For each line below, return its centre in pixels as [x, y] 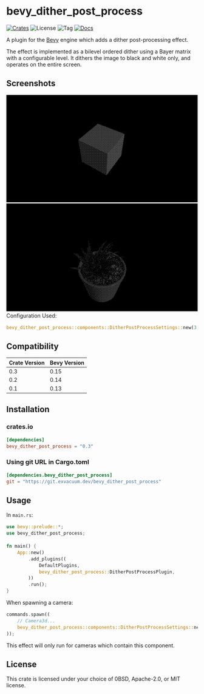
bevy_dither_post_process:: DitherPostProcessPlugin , [107, 572]
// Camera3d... [36, 621]
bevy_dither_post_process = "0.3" [50, 446]
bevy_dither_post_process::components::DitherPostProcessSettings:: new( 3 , [103, 327]
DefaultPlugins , [59, 565]
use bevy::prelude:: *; [35, 527]
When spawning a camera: [40, 603]
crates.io [20, 426]
